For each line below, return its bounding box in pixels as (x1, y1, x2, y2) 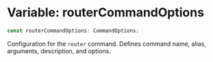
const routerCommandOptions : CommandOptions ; (7, 27, 139, 34)
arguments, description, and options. (7, 46, 112, 55)
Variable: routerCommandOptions (7, 5, 204, 20)
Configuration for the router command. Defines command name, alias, (7, 40, 207, 48)
